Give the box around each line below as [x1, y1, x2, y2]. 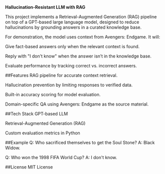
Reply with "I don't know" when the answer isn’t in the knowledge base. [5, 53, 152, 59]
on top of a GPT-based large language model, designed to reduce [5, 19, 140, 25]
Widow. [5, 145, 21, 151]
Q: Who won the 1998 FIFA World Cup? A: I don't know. [5, 155, 117, 160]
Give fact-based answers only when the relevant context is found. [5, 44, 140, 49]
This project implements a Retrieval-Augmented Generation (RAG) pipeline [5, 14, 157, 19]
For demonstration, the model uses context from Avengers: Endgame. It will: [5, 34, 161, 40]
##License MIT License [5, 164, 53, 170]
